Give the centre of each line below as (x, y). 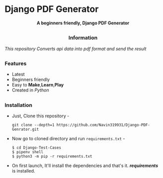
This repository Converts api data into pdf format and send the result (76, 49)
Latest (18, 74)
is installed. (23, 171)
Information (83, 38)
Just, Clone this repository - (41, 116)
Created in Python (30, 90)
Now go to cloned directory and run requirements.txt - (68, 139)
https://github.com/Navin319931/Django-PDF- (103, 125)
